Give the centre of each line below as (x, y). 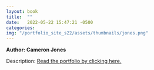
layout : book (22, 11)
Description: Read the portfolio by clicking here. (64, 61)
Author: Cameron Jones (36, 50)
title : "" (19, 17)
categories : (21, 28)
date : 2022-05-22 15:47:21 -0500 (50, 22)
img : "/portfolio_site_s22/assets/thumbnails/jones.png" (77, 33)
